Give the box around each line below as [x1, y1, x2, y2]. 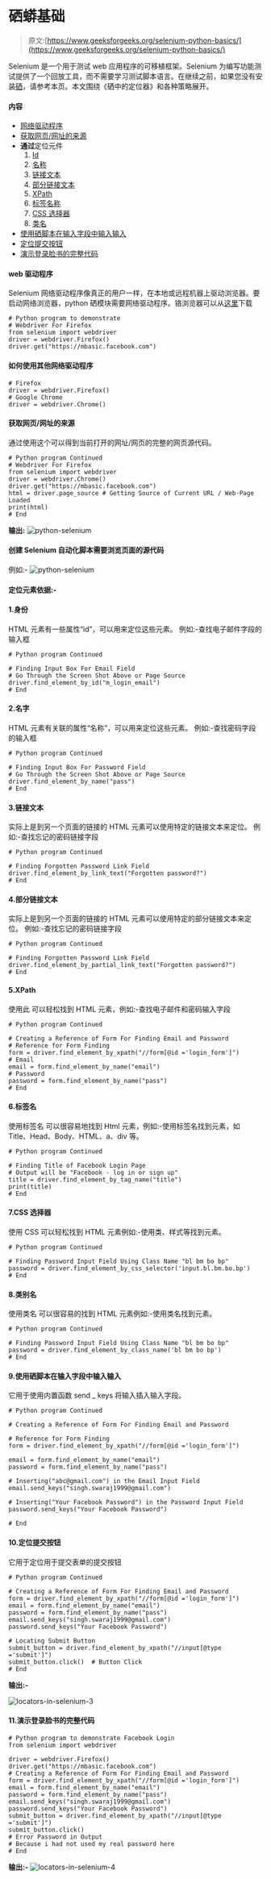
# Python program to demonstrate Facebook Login [8, 1734, 175, 1742]
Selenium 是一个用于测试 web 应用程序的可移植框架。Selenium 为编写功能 [8, 61, 255, 71]
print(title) [8, 1182, 52, 1190]
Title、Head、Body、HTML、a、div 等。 [8, 1131, 144, 1141]
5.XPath [8, 985, 36, 994]
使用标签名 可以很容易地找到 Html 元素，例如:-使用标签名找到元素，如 [8, 1121, 240, 1131]
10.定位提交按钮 [8, 1537, 61, 1547]
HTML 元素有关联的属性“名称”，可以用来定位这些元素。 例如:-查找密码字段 [8, 723, 256, 732]
